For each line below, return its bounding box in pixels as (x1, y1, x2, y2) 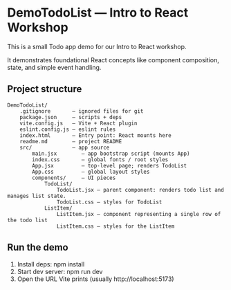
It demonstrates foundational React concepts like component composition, (7, 55, 219, 64)
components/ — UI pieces (32, 174, 116, 181)
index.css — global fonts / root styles (32, 156, 169, 163)
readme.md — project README (19, 138, 122, 145)
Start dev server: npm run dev (17, 267, 103, 275)
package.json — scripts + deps (19, 114, 122, 120)
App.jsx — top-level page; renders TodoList (32, 162, 187, 169)
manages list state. (7, 192, 67, 199)
